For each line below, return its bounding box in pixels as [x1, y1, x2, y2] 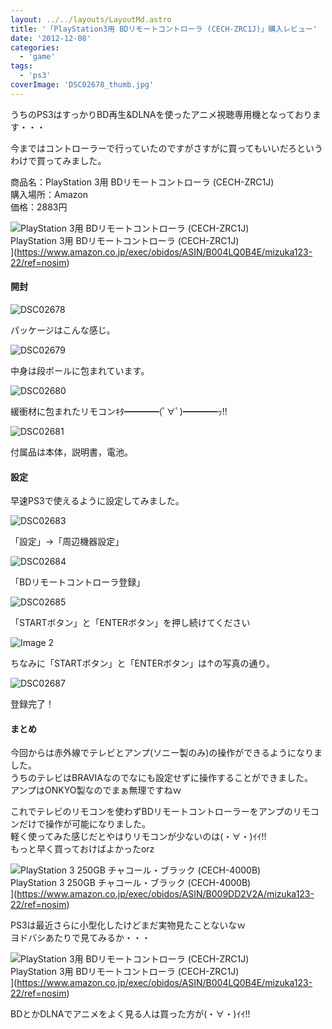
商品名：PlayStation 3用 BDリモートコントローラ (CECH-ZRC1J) [10, 176, 275, 188]
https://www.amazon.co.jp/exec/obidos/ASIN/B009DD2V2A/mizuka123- [16, 888, 315, 900]
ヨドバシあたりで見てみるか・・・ [10, 932, 151, 944]
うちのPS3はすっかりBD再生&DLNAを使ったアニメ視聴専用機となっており [10, 108, 313, 120]
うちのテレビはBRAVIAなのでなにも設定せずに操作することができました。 [10, 772, 313, 784]
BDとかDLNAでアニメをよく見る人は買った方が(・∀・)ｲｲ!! [10, 1008, 251, 1020]
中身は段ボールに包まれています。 [10, 364, 150, 376]
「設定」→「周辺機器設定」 [10, 536, 125, 548]
